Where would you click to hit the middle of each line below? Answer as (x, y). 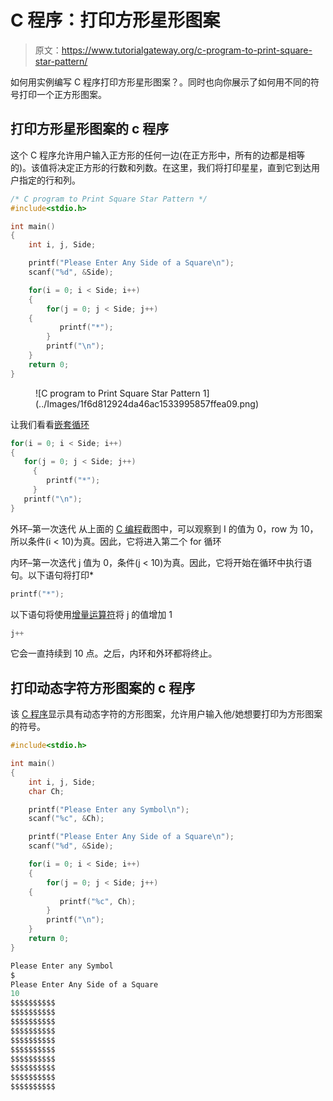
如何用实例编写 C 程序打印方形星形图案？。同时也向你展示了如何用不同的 (161, 82)
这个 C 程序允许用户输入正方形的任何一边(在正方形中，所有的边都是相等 (158, 155)
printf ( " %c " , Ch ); (98, 901)
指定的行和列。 (49, 180)
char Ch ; (46, 791)
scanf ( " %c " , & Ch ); (66, 819)
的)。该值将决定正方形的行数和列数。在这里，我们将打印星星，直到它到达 (161, 167)
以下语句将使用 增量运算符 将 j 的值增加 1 (91, 614)
